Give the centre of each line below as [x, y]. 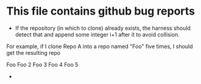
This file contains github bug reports [100, 11]
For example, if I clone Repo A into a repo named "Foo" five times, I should [100, 46]
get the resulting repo [33, 52]
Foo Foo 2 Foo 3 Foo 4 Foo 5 [42, 65]
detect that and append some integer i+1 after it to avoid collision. [97, 34]
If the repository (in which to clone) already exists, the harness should [103, 28]
